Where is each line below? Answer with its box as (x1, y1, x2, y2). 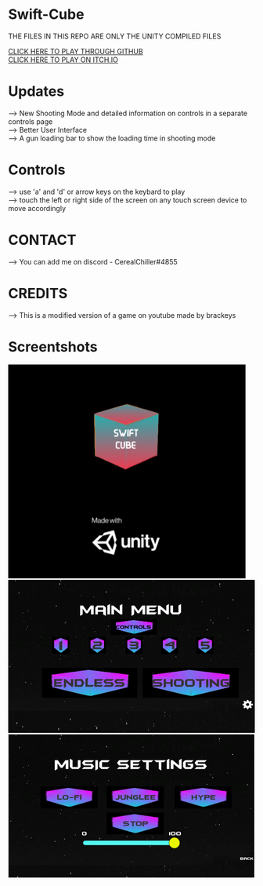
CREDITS (8, 284, 68, 302)
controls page (8, 116, 53, 126)
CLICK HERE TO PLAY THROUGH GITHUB (8, 46, 143, 56)
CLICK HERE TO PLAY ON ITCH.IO (8, 55, 119, 64)
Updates (8, 82, 65, 100)
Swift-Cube (8, 5, 85, 24)
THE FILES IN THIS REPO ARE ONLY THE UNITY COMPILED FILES (8, 31, 222, 41)
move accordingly (8, 203, 67, 213)
